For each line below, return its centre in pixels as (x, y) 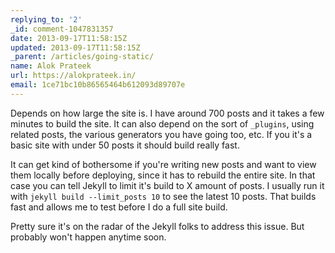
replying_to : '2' (46, 19)
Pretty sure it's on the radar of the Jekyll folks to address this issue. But (157, 226)
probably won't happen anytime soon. (88, 237)
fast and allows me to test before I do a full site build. (119, 207)
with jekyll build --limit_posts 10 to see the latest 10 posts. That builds (163, 196)
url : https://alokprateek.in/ (73, 76)
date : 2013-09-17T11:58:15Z (69, 38)
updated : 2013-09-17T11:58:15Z (75, 47)
